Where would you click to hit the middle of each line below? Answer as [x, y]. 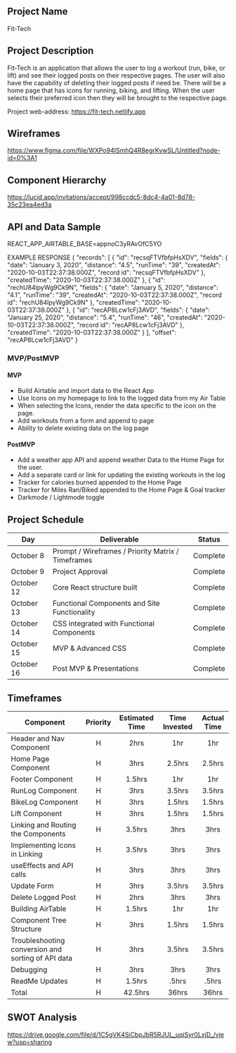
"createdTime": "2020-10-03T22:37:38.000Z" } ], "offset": [92, 333]
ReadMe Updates [39, 981]
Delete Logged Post [43, 897]
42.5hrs [136, 992]
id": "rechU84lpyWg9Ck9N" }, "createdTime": [74, 303]
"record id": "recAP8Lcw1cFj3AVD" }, [131, 325]
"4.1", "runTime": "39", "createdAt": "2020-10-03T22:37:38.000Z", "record [115, 295]
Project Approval [80, 572]
